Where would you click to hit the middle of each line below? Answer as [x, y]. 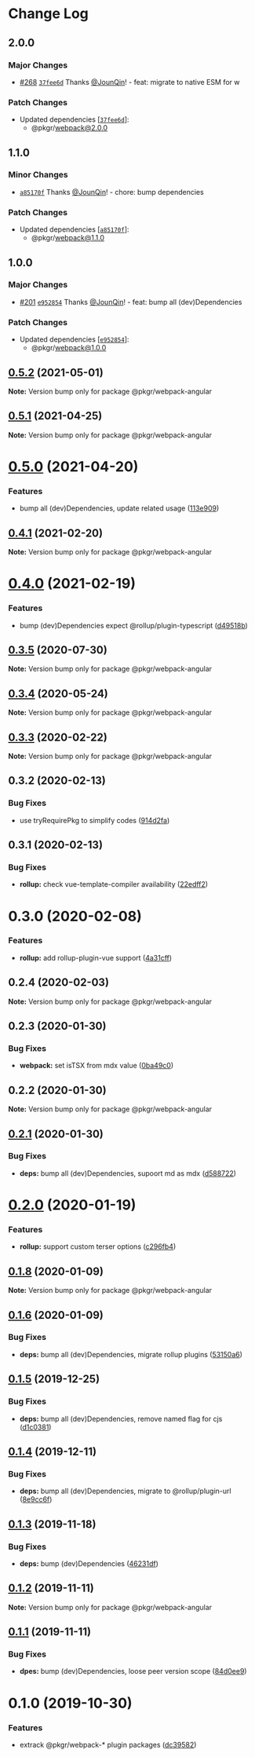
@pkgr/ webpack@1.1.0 [67, 238]
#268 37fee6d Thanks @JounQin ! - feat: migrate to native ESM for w [129, 82]
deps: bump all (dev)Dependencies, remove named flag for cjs [121, 1418]
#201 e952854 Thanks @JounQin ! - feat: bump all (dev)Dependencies [131, 302]
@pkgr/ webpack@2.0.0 [69, 128]
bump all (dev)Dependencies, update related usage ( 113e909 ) [119, 508]
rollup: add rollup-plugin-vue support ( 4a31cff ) [96, 957]
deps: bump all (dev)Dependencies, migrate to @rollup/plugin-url [125, 1491]
